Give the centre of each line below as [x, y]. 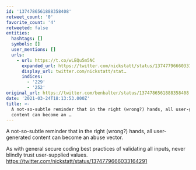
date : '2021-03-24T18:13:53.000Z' [48, 98]
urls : [18, 55]
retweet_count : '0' [30, 17]
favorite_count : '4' [31, 22]
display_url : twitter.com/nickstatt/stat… [74, 71]
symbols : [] [26, 44]
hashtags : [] [27, 39]
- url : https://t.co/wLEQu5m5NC [56, 60]
